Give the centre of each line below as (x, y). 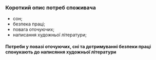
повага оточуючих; (34, 29)
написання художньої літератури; (50, 35)
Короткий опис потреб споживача (51, 8)
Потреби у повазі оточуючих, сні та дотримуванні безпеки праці (78, 46)
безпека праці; (29, 24)
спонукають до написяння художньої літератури (61, 52)
